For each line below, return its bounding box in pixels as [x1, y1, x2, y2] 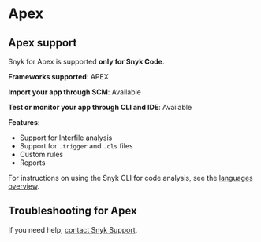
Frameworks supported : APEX [8, 72, 109, 81]
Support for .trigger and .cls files [19, 141, 133, 150]
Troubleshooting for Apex [8, 204, 138, 218]
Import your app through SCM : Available [8, 87, 142, 97]
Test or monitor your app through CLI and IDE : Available [8, 103, 192, 112]
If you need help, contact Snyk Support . [8, 225, 138, 234]
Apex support [8, 36, 77, 49]
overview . [8, 181, 40, 191]
